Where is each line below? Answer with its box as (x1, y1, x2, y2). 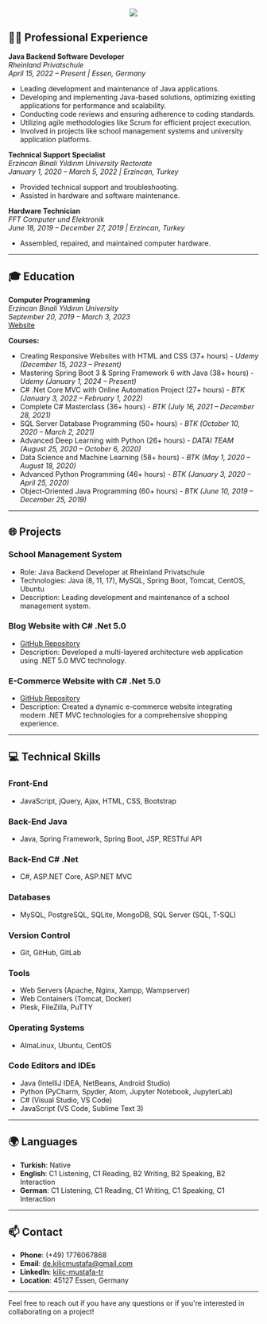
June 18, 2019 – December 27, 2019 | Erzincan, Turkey (8, 223, 185, 232)
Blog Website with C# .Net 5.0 (8, 621, 127, 632)
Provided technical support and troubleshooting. (19, 183, 179, 192)
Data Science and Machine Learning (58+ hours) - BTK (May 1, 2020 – (19, 452, 250, 462)
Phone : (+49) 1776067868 (19, 1250, 107, 1260)
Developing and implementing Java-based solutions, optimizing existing (19, 92, 256, 102)
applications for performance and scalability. (19, 101, 167, 110)
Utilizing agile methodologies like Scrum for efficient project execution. (19, 118, 252, 127)
